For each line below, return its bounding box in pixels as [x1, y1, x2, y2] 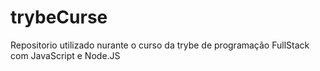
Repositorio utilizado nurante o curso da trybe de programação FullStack [10, 39, 310, 51]
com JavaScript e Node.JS [10, 49, 121, 61]
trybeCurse [10, 6, 108, 29]
